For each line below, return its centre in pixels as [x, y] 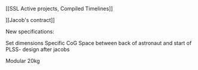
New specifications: [30, 31]
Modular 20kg [23, 61]
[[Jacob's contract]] [30, 20]
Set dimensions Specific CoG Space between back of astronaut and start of [99, 43]
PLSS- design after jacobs [38, 49]
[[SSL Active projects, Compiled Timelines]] [59, 9]
